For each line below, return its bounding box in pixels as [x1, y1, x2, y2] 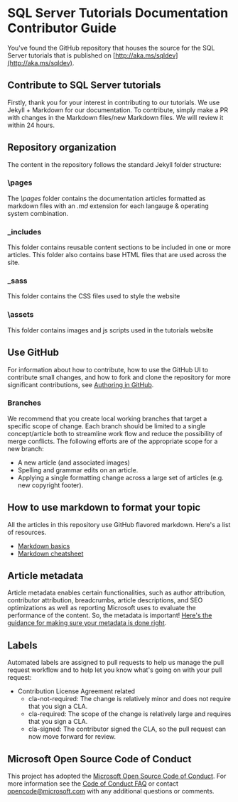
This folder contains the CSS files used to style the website [7, 292, 180, 300]
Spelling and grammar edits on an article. [17, 465, 139, 474]
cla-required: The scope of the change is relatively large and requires [28, 710, 232, 718]
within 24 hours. [7, 121, 55, 129]
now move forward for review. [28, 732, 116, 741]
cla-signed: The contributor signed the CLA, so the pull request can [28, 725, 226, 733]
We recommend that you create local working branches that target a [7, 414, 207, 423]
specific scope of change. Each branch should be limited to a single [7, 421, 206, 430]
